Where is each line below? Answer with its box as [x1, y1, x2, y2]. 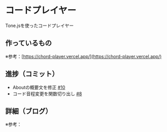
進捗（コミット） [5, 70, 59, 78]
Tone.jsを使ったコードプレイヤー [5, 22, 74, 29]
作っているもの [5, 39, 52, 47]
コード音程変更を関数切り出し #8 [12, 90, 82, 97]
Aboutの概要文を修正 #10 [12, 84, 65, 90]
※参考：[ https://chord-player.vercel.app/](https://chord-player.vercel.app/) [5, 53, 162, 59]
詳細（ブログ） [5, 107, 52, 115]
